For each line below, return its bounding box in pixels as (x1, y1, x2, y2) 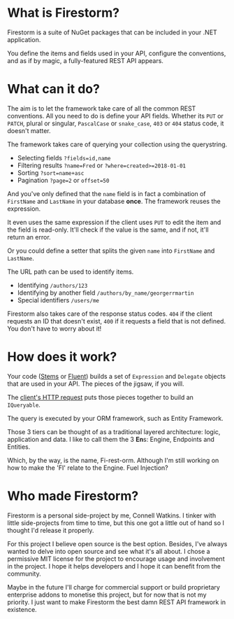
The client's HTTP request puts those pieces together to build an (7, 393, 194, 401)
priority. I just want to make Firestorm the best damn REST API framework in (7, 597, 226, 606)
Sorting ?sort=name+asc (17, 168, 85, 176)
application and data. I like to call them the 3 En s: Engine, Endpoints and (7, 435, 215, 443)
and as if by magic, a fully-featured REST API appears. (7, 56, 164, 64)
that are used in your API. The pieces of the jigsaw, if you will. (7, 380, 184, 388)
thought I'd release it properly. (7, 526, 94, 534)
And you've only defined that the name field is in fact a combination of (7, 189, 206, 197)
